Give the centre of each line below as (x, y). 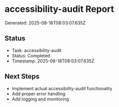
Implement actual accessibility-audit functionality (62, 88)
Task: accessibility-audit (36, 50)
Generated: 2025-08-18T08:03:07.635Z (45, 23)
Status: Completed (31, 55)
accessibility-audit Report (59, 9)
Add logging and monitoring (40, 99)
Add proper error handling (38, 94)
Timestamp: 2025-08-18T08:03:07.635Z (53, 61)
